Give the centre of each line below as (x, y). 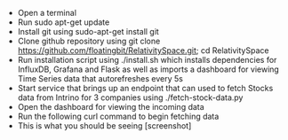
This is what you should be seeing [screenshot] (104, 126)
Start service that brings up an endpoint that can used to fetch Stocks (145, 88)
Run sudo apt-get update (64, 22)
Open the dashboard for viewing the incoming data (111, 107)
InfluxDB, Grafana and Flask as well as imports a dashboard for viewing (148, 69)
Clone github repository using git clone (89, 41)
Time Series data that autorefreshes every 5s (100, 78)
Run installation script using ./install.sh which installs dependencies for (147, 60)
